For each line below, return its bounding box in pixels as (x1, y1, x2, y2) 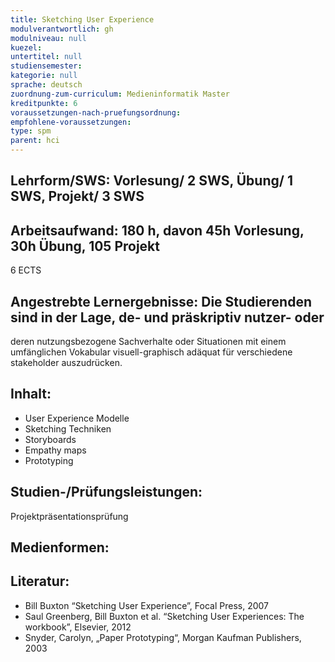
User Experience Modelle (24, 412, 130, 424)
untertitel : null (10, 52, 83, 62)
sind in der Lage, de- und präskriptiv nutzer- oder (10, 309, 325, 326)
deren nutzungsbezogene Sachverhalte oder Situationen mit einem (10, 336, 287, 348)
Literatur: (10, 573, 70, 590)
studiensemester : (10, 61, 83, 71)
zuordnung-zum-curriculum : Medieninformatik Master (10, 89, 230, 99)
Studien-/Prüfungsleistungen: (10, 484, 203, 501)
